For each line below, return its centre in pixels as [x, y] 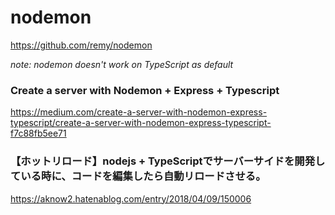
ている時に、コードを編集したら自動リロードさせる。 [138, 176]
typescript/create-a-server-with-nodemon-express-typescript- [141, 123]
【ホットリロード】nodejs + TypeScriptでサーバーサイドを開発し [168, 161]
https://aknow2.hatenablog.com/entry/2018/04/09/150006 [131, 198]
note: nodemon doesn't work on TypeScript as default [122, 64]
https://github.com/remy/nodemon [81, 45]
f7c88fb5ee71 [38, 133]
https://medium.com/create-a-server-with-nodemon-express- [139, 112]
